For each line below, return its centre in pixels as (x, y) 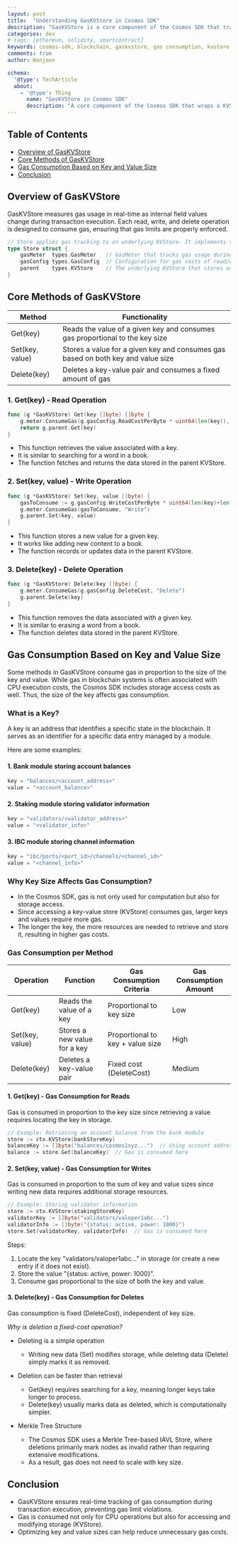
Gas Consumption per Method (60, 953)
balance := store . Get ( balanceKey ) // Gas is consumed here (98, 1153)
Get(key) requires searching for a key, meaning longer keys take (122, 1389)
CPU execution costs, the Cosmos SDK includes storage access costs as (114, 687)
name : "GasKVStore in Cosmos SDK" (77, 99)
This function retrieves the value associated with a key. (98, 448)
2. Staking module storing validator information (79, 803)
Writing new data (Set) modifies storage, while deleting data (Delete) (128, 1354)
